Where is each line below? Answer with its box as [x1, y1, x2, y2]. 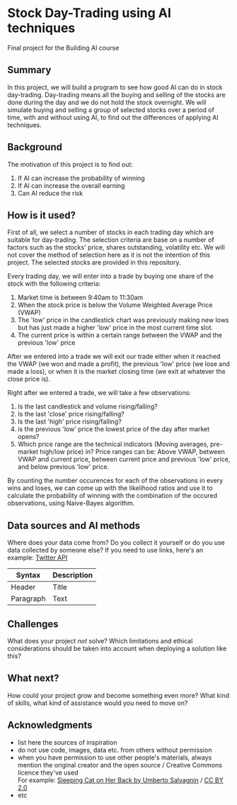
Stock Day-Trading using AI [7, 5, 172, 21]
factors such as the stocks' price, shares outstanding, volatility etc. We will [7, 243, 225, 252]
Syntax [16, 570, 41, 580]
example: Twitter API [7, 553, 68, 562]
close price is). [7, 374, 51, 384]
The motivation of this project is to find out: [7, 160, 133, 168]
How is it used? [7, 209, 76, 221]
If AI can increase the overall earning [17, 181, 125, 189]
